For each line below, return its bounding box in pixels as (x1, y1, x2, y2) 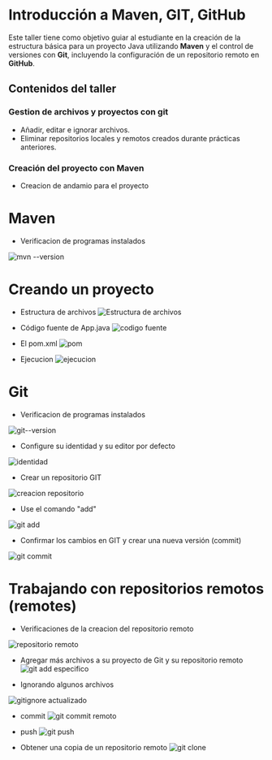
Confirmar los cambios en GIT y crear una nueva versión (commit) (19, 535, 242, 545)
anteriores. (19, 142, 57, 152)
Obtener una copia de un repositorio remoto (19, 742, 168, 752)
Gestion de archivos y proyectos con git (8, 106, 169, 118)
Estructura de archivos (19, 307, 97, 317)
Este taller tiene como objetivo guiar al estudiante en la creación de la (8, 32, 241, 42)
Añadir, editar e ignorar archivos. (19, 124, 130, 135)
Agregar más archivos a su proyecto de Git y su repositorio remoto (19, 655, 244, 665)
